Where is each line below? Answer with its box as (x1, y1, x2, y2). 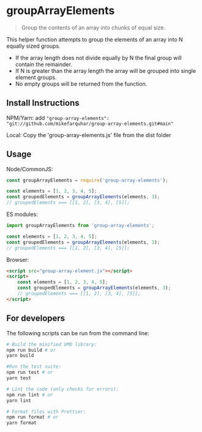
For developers (6, 313, 65, 324)
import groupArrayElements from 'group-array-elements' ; (6, 223, 155, 229)
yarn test (6, 375, 32, 381)
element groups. (15, 73, 57, 81)
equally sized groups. (6, 42, 61, 50)
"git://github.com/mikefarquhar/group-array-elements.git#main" (6, 121, 174, 127)
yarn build (6, 352, 34, 359)
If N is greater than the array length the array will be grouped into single (15, 67, 196, 74)
